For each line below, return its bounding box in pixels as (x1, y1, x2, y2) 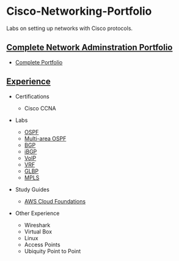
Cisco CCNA (24, 104, 56, 112)
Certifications (15, 93, 50, 100)
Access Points (24, 241, 60, 248)
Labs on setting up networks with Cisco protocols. (6, 25, 133, 32)
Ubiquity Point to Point (24, 247, 81, 255)
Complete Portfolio (15, 58, 63, 66)
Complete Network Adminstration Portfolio (6, 42, 173, 53)
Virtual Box (24, 228, 53, 235)
